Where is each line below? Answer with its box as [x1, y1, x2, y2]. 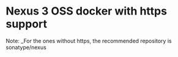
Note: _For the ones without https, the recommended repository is [6, 37, 172, 44]
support [6, 17, 47, 31]
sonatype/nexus [6, 44, 46, 51]
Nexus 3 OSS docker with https [6, 4, 168, 18]
